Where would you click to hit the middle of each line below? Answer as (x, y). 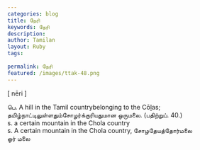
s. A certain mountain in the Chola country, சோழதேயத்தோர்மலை (100, 130)
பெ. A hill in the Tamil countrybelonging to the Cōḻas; (84, 107)
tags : (15, 54)
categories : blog (33, 14)
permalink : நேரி (30, 67)
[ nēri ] (17, 93)
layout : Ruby (27, 47)
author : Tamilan (31, 40)
